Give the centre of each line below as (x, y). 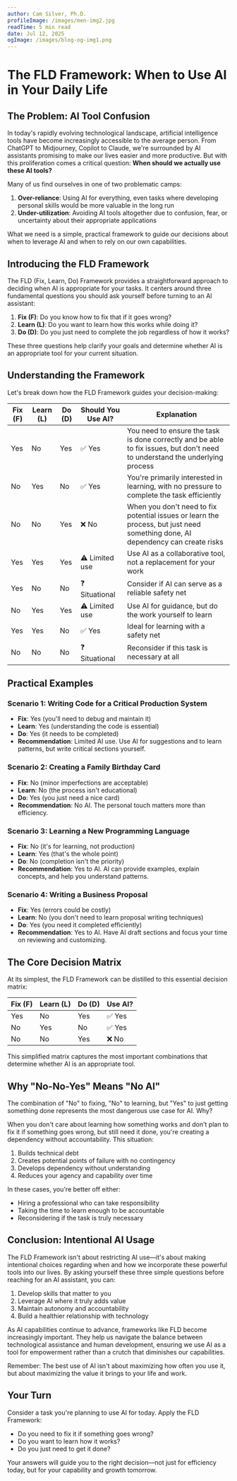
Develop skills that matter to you (64, 1293)
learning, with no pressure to (174, 486)
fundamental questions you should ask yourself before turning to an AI (110, 296)
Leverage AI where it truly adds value (72, 1301)
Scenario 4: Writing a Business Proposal (78, 894)
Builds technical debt (48, 1153)
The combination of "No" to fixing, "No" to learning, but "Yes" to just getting (118, 1103)
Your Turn (29, 1396)
